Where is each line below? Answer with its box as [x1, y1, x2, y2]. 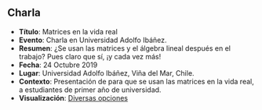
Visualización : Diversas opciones [18, 93, 129, 102]
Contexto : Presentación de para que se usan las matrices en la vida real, [18, 76, 254, 86]
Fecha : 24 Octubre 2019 [18, 60, 98, 69]
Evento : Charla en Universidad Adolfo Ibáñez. [18, 35, 167, 44]
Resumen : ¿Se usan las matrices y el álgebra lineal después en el [18, 43, 231, 53]
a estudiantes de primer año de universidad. [18, 85, 162, 94]
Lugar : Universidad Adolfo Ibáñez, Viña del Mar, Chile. [18, 68, 195, 77]
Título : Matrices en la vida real [18, 27, 118, 36]
